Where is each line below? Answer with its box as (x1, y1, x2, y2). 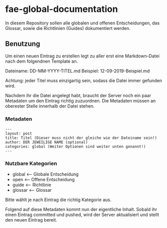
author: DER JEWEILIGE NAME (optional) (5, 140, 88, 145)
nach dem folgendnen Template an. (5, 58, 78, 64)
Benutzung (5, 40, 40, 48)
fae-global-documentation (5, 3, 118, 15)
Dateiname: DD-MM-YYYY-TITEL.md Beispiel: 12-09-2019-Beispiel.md (5, 68, 150, 74)
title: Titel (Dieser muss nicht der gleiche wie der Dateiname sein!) (5, 135, 157, 140)
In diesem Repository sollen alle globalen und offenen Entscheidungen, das (5, 20, 160, 26)
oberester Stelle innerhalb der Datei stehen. (5, 103, 95, 109)
